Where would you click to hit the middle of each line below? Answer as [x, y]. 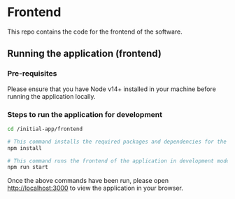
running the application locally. [51, 96]
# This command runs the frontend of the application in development [111, 161]
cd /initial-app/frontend [45, 129]
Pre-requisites [32, 74]
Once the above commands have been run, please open [88, 181]
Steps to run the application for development [85, 114]
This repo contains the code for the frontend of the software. [95, 32]
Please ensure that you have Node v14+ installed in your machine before [112, 89]
